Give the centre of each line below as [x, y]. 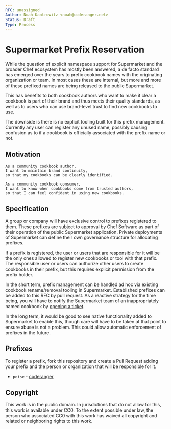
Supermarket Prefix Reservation [75, 50]
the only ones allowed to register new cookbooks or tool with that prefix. [81, 258]
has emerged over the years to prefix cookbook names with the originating [84, 75]
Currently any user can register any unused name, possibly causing [76, 127]
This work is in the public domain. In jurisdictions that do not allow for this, [83, 405]
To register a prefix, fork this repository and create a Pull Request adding [82, 361]
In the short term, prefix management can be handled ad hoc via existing [82, 284]
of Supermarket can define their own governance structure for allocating [82, 237]
